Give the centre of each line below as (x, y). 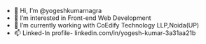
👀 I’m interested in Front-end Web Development (83, 18)
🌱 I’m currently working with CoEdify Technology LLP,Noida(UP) (107, 25)
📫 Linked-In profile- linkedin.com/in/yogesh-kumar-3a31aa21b (105, 33)
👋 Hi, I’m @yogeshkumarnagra (58, 11)
